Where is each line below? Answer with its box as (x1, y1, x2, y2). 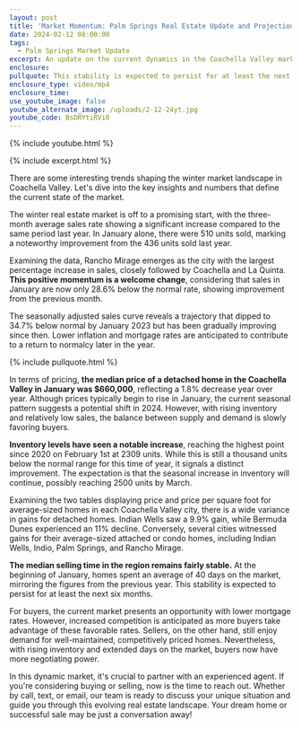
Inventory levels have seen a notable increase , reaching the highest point (9, 439, 285, 450)
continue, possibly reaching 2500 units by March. (9, 478, 193, 488)
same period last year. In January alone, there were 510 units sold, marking (9, 228, 287, 239)
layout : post (9, 13, 58, 22)
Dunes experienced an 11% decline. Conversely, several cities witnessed (9, 523, 277, 534)
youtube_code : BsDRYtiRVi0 (9, 113, 110, 122)
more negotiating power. (9, 654, 100, 664)
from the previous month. (9, 294, 103, 304)
